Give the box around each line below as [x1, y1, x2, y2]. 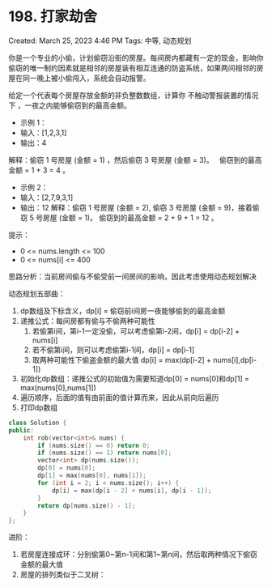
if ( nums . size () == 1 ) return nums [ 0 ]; [37, 449, 172, 457]
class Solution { [8, 419, 67, 427]
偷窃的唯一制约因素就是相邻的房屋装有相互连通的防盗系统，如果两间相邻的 [8, 62, 257, 73]
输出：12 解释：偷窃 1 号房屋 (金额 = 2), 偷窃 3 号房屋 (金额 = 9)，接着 [19, 202, 253, 212]
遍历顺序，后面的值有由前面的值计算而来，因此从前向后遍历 [19, 392, 219, 402]
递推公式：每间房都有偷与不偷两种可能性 [19, 316, 155, 325]
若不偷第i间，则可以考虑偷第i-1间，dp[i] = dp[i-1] [32, 345, 195, 355]
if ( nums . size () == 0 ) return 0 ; [37, 441, 151, 449]
